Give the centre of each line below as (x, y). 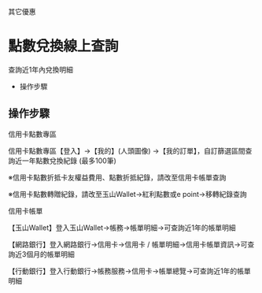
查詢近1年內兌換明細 (41, 69)
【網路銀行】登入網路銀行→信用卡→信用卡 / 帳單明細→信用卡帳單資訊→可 (128, 244)
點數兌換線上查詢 (64, 46)
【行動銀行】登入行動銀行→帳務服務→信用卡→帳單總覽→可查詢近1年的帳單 (130, 271)
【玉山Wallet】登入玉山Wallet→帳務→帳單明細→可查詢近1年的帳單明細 (122, 228)
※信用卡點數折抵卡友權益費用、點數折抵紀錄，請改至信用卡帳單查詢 (117, 177)
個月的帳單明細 (50, 254)
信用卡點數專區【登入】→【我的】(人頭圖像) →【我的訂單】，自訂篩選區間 (127, 150)
